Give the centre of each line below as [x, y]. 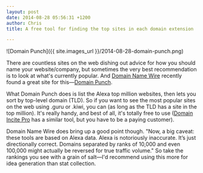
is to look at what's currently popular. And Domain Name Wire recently [94, 76]
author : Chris [24, 23]
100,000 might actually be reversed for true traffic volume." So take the [95, 151]
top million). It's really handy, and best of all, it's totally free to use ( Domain [100, 113]
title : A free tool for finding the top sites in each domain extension [100, 29]
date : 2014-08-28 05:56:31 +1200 [48, 18]
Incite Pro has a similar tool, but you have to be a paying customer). [90, 120]
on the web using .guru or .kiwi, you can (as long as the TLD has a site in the [101, 107]
